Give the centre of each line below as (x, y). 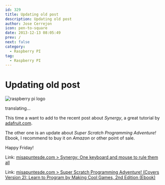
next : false (17, 42)
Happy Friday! (19, 148)
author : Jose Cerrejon (28, 24)
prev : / (13, 38)
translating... (18, 108)
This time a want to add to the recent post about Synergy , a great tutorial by (82, 118)
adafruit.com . (19, 123)
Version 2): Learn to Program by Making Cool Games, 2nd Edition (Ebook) (81, 178)
